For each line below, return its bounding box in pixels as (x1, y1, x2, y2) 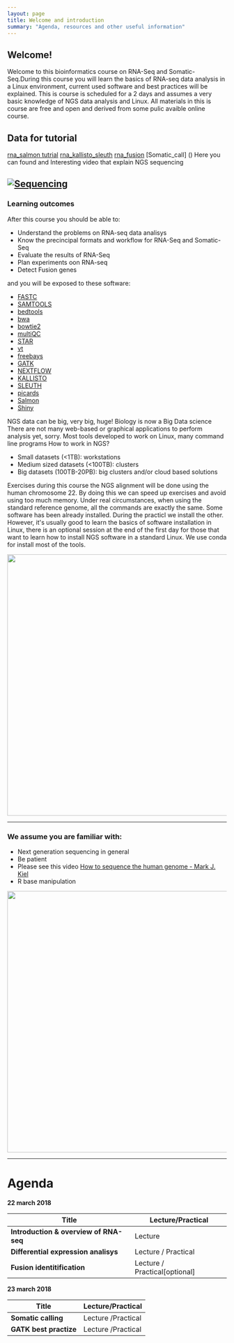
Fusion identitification (10, 1262, 86, 1272)
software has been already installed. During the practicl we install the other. (7, 510, 224, 519)
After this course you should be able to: (7, 215, 120, 223)
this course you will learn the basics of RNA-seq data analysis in (40, 75, 226, 84)
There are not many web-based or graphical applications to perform (7, 424, 203, 433)
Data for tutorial (7, 132, 77, 144)
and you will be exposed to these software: (7, 279, 131, 287)
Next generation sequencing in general (17, 847, 130, 856)
